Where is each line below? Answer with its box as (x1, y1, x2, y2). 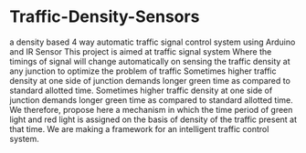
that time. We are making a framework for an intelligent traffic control (9, 123, 269, 134)
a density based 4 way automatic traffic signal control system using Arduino (9, 36, 296, 47)
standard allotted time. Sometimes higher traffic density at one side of (9, 85, 273, 96)
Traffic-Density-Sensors (9, 6, 200, 27)
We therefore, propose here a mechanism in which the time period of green (9, 104, 293, 115)
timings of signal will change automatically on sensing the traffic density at (9, 56, 290, 66)
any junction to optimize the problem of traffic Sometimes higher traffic (9, 66, 277, 76)
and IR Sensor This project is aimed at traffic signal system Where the (9, 46, 272, 56)
